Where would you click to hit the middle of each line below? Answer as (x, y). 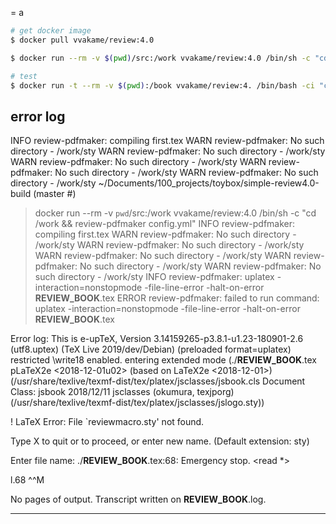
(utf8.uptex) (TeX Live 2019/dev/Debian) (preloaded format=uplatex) (151, 349)
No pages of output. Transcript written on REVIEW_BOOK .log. (138, 499)
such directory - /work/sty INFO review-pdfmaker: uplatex (154, 277)
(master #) (55, 194)
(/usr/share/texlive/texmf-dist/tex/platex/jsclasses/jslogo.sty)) (137, 403)
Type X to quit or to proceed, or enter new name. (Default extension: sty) (160, 441)
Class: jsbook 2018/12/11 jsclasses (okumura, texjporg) (122, 392)
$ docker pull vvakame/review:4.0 (82, 40)
